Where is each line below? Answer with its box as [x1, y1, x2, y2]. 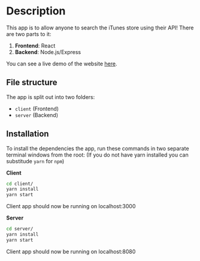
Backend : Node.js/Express [14, 48, 81, 55]
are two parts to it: [6, 30, 51, 37]
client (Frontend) [14, 105, 59, 112]
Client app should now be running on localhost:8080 [6, 248, 136, 255]
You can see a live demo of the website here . [6, 60, 117, 67]
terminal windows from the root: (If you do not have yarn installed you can [6, 151, 189, 158]
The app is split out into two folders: [6, 93, 95, 100]
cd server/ [6, 226, 34, 232]
